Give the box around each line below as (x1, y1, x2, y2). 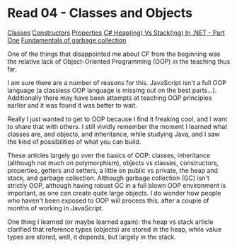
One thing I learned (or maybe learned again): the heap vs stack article (7, 218, 214, 226)
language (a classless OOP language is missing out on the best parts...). (7, 86, 217, 94)
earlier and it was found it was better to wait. (7, 101, 138, 109)
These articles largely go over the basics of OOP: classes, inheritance (7, 151, 211, 159)
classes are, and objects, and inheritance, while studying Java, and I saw (7, 130, 220, 138)
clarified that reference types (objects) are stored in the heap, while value (7, 225, 221, 233)
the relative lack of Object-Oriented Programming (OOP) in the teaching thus (7, 57, 231, 65)
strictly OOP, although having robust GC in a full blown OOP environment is (7, 181, 226, 189)
